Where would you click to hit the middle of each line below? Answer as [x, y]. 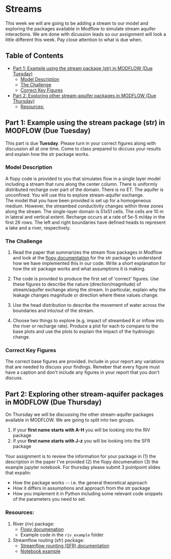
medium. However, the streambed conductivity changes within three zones [84, 206]
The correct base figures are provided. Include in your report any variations [85, 361]
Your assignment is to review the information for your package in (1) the [81, 457]
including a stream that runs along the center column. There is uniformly [81, 184]
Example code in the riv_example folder [62, 535]
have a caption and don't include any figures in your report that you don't [82, 372]
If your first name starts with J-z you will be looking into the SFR [81, 441]
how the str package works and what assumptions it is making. [79, 269]
